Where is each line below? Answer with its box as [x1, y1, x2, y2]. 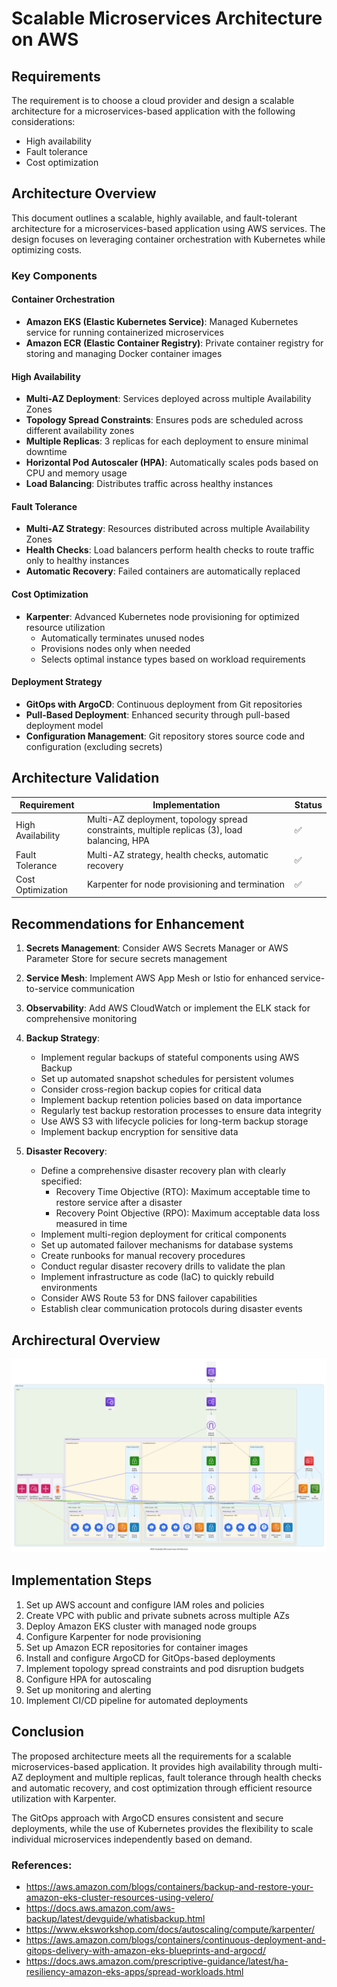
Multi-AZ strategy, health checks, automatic [86, 848, 269, 861]
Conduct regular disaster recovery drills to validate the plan [40, 1260, 286, 1272]
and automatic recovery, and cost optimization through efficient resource [11, 1782, 313, 1794]
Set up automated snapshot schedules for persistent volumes [40, 1073, 294, 1085]
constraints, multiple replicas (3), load [86, 824, 243, 836]
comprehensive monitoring [25, 1013, 138, 1025]
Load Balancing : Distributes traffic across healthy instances [25, 478, 274, 490]
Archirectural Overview [11, 1332, 161, 1349]
